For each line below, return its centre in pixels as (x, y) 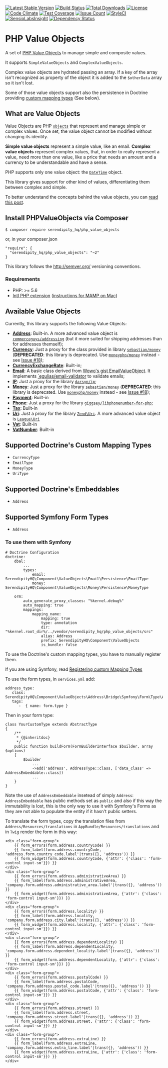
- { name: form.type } (43, 706)
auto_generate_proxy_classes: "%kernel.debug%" (73, 601)
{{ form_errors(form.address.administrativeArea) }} (70, 876)
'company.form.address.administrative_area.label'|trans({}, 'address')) (84, 885)
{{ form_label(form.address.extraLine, (56, 1043)
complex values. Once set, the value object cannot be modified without (78, 131)
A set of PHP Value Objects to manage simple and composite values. (76, 52)
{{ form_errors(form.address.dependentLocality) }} (69, 942)
